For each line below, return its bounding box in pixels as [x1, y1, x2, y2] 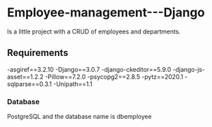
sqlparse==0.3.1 [7, 80, 53, 88]
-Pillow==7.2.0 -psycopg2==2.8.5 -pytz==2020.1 [44, 72, 183, 81]
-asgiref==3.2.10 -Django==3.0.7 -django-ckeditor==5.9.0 [7, 65, 172, 73]
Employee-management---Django [7, 5, 205, 20]
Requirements [7, 47, 68, 59]
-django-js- [172, 65, 205, 73]
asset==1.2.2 [7, 72, 44, 81]
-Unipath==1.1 [53, 80, 92, 88]
